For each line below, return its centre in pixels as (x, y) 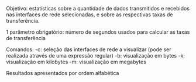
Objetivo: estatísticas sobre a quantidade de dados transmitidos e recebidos (98, 8)
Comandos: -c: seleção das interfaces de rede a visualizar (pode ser (89, 49)
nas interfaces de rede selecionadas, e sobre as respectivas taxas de (90, 15)
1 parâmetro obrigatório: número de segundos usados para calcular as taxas (98, 32)
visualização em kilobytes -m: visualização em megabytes (76, 62)
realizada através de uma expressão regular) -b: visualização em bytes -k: (96, 56)
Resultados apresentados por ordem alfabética (63, 73)
